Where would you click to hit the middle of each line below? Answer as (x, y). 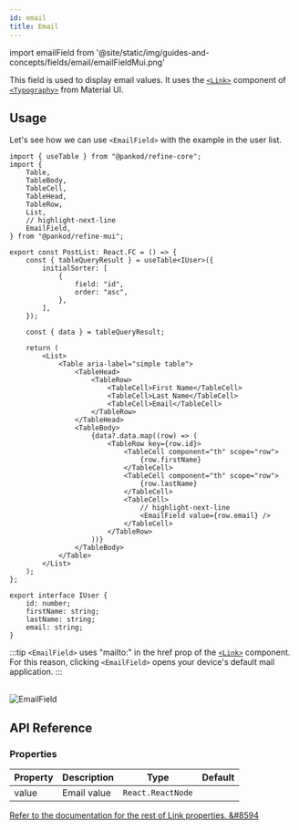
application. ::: (36, 672)
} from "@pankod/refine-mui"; (67, 237)
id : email (28, 18)
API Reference (51, 727)
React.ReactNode (158, 793)
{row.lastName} (169, 484)
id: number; (48, 604)
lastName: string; (61, 620)
